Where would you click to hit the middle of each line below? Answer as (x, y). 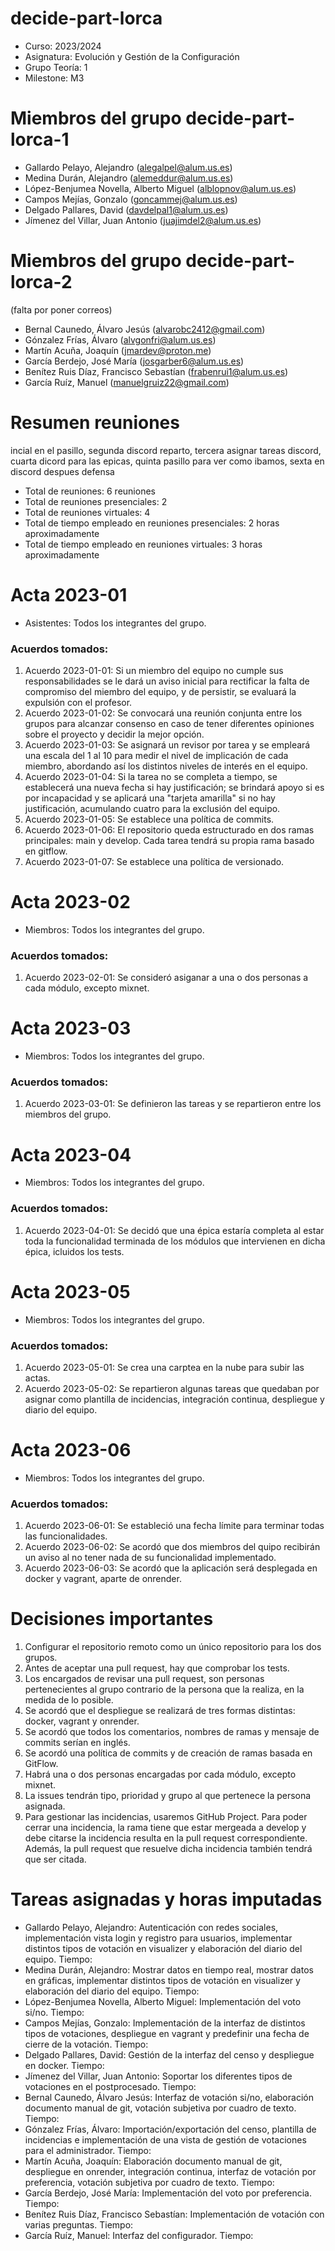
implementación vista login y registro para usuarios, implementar (158, 1938)
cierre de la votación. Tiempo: (86, 2044)
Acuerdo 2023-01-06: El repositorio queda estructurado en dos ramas (169, 829)
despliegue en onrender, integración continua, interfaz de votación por (170, 2172)
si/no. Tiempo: (54, 2013)
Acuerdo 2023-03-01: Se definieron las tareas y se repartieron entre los (173, 1104)
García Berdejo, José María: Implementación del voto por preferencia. (168, 2193)
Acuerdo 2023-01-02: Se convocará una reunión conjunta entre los (163, 713)
